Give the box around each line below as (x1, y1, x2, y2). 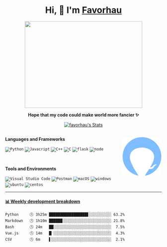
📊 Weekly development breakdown (5, 198, 81, 204)
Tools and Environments (5, 166, 56, 172)
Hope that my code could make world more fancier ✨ (28, 112, 139, 118)
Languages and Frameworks (5, 136, 66, 142)
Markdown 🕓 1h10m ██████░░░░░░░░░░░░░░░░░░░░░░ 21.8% (5, 218, 125, 223)
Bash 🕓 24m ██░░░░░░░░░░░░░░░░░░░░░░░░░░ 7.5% (5, 224, 125, 230)
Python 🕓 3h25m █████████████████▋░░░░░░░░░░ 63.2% (5, 212, 125, 217)
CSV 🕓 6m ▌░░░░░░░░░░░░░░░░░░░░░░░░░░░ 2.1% (5, 237, 125, 242)
